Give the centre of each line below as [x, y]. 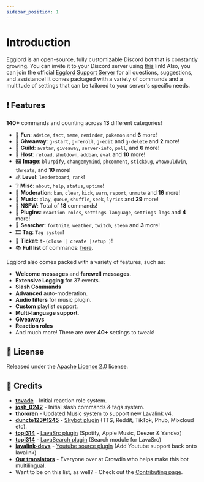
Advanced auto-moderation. [51, 293]
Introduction [39, 42]
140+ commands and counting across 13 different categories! [84, 123]
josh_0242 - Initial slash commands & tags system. [80, 407]
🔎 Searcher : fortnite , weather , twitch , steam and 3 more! [88, 225]
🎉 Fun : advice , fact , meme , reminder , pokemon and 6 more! [86, 135]
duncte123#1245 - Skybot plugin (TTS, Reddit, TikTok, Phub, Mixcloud [104, 420]
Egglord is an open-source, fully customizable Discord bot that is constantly [102, 59]
